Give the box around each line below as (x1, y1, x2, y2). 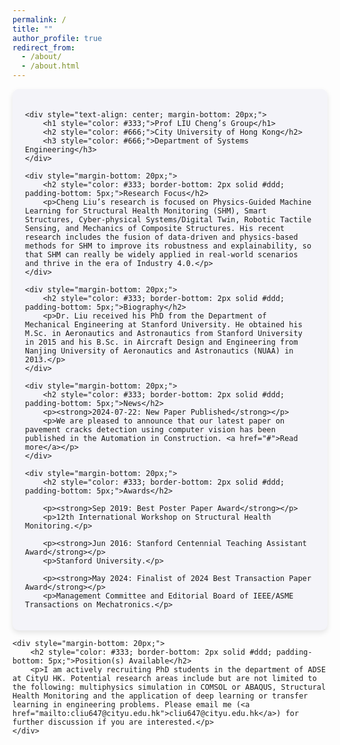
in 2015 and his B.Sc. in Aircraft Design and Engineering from (25, 337, 299, 347)
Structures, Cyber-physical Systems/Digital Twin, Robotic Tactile (25, 215, 312, 225)
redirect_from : (12, 42, 76, 53)
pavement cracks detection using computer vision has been (25, 425, 276, 435)
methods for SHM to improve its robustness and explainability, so (25, 241, 312, 251)
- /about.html (21, 61, 80, 71)
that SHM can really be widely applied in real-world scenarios (25, 250, 299, 260)
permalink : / (12, 14, 67, 25)
